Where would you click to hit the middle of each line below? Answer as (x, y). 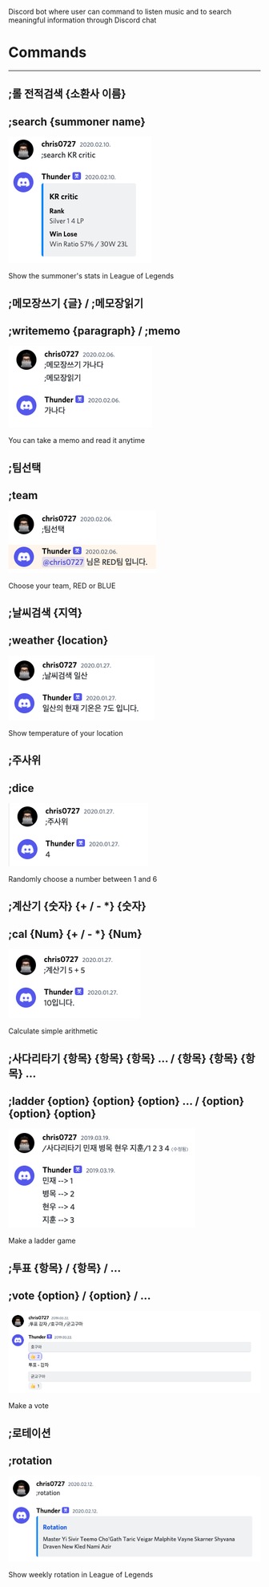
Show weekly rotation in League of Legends (81, 1575)
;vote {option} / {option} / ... (80, 1296)
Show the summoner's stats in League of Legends (91, 276)
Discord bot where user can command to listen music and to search (120, 12)
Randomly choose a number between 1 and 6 (83, 879)
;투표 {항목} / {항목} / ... (65, 1268)
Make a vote (29, 1406)
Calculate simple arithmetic (53, 1031)
